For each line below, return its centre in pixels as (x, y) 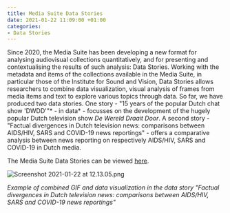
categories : (24, 26)
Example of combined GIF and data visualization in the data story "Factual (113, 187)
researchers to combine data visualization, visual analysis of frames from (111, 89)
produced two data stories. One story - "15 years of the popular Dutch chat (114, 103)
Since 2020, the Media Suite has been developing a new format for (102, 52)
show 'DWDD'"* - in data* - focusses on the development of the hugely (109, 111)
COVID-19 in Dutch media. (44, 148)
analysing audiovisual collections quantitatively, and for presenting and (108, 60)
